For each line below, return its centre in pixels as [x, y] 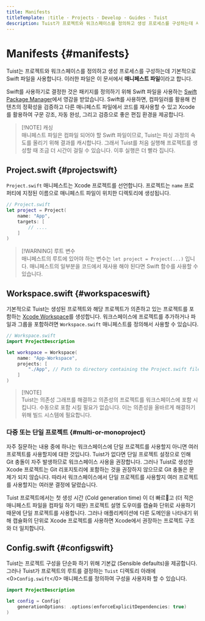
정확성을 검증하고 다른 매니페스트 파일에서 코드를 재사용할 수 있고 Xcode [109, 107]
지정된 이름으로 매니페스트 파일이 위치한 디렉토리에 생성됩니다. [96, 193]
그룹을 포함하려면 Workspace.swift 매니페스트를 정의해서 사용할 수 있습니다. [108, 325]
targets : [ [31, 221]
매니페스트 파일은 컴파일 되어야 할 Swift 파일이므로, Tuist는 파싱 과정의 [105, 135]
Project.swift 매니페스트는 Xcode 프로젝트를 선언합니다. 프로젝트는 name [95, 185]
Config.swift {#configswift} [60, 547]
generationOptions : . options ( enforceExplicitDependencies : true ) [102, 607]
